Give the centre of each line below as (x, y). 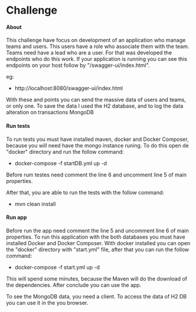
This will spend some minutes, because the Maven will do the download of (97, 278)
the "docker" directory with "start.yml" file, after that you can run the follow (98, 249)
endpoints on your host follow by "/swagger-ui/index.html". (78, 65)
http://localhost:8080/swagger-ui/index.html (68, 88)
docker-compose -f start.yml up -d (57, 267)
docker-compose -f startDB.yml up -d (61, 163)
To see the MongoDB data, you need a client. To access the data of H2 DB (97, 296)
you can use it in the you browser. (47, 303)
